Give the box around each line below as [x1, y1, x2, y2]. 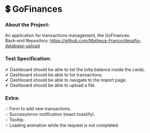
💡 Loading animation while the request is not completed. [5, 122, 120, 129]
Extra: [5, 95, 20, 101]
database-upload [5, 43, 40, 49]
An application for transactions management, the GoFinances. [5, 33, 131, 38]
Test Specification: [5, 55, 52, 62]
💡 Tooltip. [5, 117, 25, 123]
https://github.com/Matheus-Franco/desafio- [50, 38, 142, 44]
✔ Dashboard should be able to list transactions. [5, 71, 103, 77]
